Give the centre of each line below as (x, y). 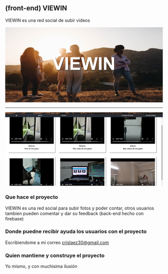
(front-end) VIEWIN (36, 8)
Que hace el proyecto (32, 197)
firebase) (14, 218)
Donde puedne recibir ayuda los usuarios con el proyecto (76, 231)
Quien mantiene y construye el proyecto (55, 255)
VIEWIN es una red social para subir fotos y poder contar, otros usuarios (79, 208)
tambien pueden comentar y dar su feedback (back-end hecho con (74, 213)
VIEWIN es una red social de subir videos (48, 20)
